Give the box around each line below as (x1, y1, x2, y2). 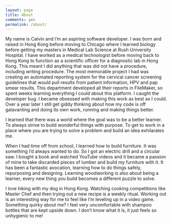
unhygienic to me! (5, 213, 44, 219)
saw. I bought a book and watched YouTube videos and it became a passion (5, 154, 166, 160)
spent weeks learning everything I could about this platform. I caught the (5, 90, 159, 96)
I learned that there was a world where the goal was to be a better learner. (5, 116, 162, 123)
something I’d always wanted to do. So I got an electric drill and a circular (5, 148, 160, 154)
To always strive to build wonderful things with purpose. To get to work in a (5, 122, 165, 128)
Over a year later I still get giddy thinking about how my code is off (5, 101, 146, 108)
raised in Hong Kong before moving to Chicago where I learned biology (5, 42, 156, 48)
